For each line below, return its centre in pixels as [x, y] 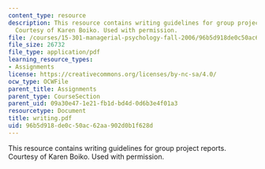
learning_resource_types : [50, 60]
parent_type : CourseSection [54, 96]
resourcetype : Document [47, 111]
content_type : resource [47, 15]
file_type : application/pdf [54, 52]
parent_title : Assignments [52, 89]
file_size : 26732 [37, 45]
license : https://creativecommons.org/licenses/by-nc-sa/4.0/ [112, 74]
